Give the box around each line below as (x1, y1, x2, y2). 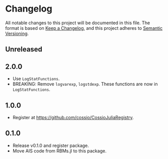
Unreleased (5, 45, 43, 54)
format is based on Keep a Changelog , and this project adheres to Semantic (5, 25, 163, 31)
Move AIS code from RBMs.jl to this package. (12, 147, 107, 154)
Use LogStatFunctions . (12, 76, 60, 82)
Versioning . (5, 30, 29, 36)
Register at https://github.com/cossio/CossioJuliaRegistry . (12, 114, 134, 120)
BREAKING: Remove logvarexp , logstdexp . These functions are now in (12, 81, 158, 87)
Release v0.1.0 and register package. (12, 142, 89, 148)
